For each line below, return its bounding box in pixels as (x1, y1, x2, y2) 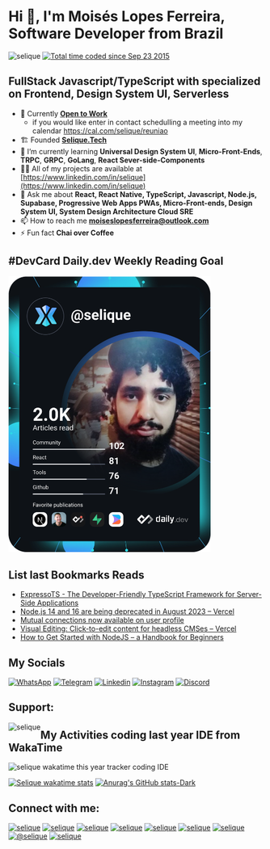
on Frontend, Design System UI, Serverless (8, 87, 230, 101)
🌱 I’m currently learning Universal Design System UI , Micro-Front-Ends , (19, 146, 263, 156)
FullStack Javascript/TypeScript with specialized (8, 74, 261, 88)
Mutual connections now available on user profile (19, 616, 184, 625)
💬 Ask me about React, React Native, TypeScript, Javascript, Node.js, (19, 189, 257, 199)
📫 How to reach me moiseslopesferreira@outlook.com (19, 216, 209, 225)
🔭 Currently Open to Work (19, 108, 108, 118)
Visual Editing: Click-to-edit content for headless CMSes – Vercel (19, 624, 237, 633)
